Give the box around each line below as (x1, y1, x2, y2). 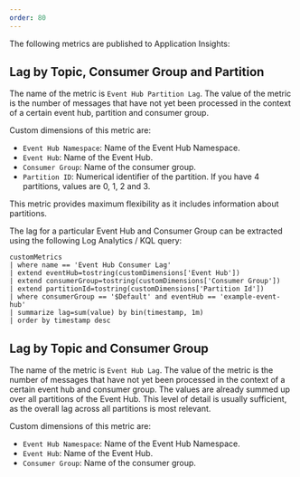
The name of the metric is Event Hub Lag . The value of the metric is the (9, 365, 274, 376)
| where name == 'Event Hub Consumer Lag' (9, 261, 172, 270)
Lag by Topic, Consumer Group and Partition (9, 64, 265, 80)
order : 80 (9, 13, 47, 23)
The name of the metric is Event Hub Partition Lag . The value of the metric (9, 88, 292, 100)
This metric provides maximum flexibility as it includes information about (9, 198, 279, 209)
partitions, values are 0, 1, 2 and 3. (22, 181, 151, 192)
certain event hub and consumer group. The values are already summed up (9, 384, 291, 395)
